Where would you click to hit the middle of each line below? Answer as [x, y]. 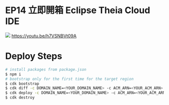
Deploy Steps [34, 56]
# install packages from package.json [46, 69]
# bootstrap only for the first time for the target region [70, 79]
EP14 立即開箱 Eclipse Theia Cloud [78, 10]
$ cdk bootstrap [22, 83]
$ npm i [13, 74]
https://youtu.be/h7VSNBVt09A [44, 36]
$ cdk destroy [20, 98]
